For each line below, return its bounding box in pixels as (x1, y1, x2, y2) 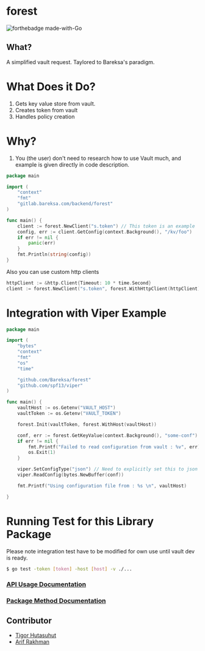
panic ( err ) (28, 240, 56, 246)
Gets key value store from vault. (15, 99, 96, 107)
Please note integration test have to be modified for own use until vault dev (6, 547, 195, 555)
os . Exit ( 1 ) (28, 450, 56, 456)
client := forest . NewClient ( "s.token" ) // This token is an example (17, 223, 195, 229)
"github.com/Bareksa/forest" (17, 376, 92, 383)
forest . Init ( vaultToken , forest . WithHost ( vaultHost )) (17, 421, 157, 428)
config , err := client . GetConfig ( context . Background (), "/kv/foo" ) (17, 229, 192, 235)
